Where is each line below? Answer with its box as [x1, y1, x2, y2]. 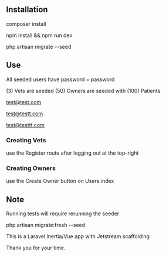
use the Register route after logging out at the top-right [6, 149, 139, 156]
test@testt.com [6, 110, 43, 117]
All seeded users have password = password [6, 76, 115, 83]
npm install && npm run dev [6, 32, 73, 39]
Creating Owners [6, 164, 56, 172]
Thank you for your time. [6, 244, 66, 252]
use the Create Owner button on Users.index [6, 178, 114, 185]
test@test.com [6, 98, 42, 105]
